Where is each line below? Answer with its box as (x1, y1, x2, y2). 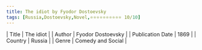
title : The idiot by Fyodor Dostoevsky (6, 8, 107, 15)
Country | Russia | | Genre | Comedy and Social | (6, 37, 127, 44)
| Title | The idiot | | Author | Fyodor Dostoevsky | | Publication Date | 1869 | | (6, 30, 197, 37)
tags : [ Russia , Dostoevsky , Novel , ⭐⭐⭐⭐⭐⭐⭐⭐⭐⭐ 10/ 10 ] (6, 14, 140, 20)
